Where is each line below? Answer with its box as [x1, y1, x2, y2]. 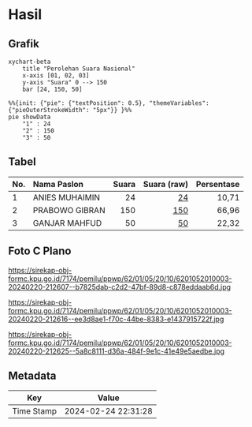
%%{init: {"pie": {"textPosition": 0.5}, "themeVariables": [8, 99, 210, 107]
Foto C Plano [8, 245, 72, 258]
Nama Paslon [32, 178, 84, 189]
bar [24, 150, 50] [22, 85, 83, 93]
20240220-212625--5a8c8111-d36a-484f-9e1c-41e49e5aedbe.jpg [8, 346, 225, 356]
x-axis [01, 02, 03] [22, 72, 90, 80]
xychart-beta [8, 58, 51, 66]
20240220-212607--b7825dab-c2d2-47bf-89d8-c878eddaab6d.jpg [8, 282, 231, 291]
